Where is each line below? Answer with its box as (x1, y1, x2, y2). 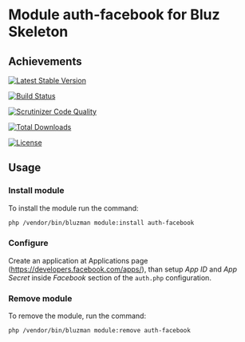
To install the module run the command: (8, 203, 139, 213)
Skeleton (8, 22, 69, 41)
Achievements (8, 54, 82, 68)
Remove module (8, 292, 73, 304)
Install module (8, 185, 65, 196)
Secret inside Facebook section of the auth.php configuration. (8, 272, 211, 282)
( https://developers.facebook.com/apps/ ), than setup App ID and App (8, 264, 238, 274)
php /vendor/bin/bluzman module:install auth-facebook (8, 219, 195, 227)
